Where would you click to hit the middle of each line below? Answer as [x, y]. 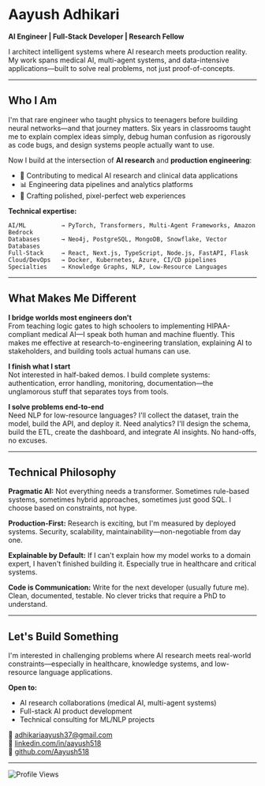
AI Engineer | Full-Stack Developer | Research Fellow [96, 36]
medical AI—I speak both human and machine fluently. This [138, 334]
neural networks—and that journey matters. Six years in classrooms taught [129, 128]
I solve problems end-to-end [56, 406]
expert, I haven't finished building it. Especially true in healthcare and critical [132, 564]
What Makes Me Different [72, 299]
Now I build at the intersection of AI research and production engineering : [130, 160]
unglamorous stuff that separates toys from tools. [89, 391]
